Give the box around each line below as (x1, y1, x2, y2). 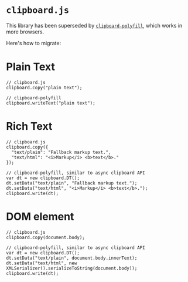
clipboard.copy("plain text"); (6, 85, 83, 90)
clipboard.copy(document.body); (6, 234, 85, 240)
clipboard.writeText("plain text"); (6, 100, 95, 106)
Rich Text (6, 120, 53, 133)
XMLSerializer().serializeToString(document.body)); (6, 265, 138, 271)
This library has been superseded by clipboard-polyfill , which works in (6, 22, 183, 29)
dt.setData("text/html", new (6, 260, 77, 266)
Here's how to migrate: (6, 39, 61, 46)
